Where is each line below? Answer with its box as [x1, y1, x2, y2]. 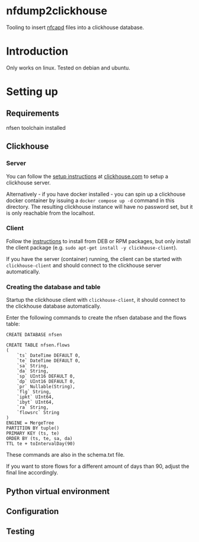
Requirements [6, 109, 59, 119]
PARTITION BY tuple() [6, 425, 60, 431]
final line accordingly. [6, 469, 59, 476]
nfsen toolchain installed [6, 124, 66, 131]
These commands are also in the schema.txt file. [6, 451, 125, 458]
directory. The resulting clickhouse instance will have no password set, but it [6, 203, 193, 210]
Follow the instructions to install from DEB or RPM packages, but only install [6, 237, 191, 244]
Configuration [6, 506, 59, 517]
